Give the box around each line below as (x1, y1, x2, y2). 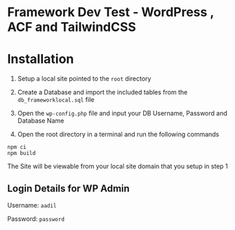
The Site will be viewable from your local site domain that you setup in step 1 (7, 162, 228, 170)
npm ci (7, 144, 27, 151)
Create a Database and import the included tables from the (17, 88, 188, 97)
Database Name (17, 116, 65, 125)
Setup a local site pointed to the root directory (17, 74, 152, 83)
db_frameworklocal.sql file (17, 95, 95, 104)
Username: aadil (7, 201, 57, 209)
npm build (7, 150, 36, 157)
